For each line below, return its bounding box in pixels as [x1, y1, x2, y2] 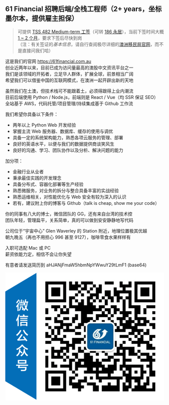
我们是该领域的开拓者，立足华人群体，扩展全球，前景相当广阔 [5, 71, 134, 77]
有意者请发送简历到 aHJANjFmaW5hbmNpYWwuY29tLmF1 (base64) [5, 262, 147, 268]
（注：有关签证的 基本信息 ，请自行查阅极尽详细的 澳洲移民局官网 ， [17, 41, 155, 47]
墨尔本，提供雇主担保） [5, 14, 78, 23]
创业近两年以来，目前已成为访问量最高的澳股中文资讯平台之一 [5, 65, 134, 71]
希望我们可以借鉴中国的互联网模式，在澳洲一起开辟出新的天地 [5, 77, 134, 83]
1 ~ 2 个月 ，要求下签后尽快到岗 [17, 35, 82, 41]
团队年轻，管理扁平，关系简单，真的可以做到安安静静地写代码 [5, 217, 134, 223]
